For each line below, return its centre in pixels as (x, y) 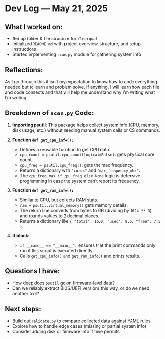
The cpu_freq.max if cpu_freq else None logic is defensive (80, 175)
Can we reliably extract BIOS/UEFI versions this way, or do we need (81, 288)
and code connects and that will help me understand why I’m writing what (80, 92)
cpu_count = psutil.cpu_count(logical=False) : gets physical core (87, 154)
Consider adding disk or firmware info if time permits (66, 332)
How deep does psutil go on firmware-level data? (63, 283)
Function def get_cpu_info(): (43, 140)
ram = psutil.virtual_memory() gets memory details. (74, 205)
